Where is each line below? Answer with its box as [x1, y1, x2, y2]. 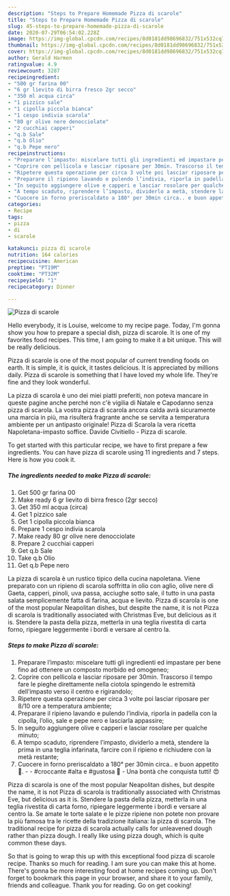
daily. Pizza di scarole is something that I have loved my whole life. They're [8, 371, 218, 379]
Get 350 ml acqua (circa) [17, 503, 88, 511]
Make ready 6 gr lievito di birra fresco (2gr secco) [17, 496, 158, 504]
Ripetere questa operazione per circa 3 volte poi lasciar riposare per [17, 695, 210, 703]
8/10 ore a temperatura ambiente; [17, 702, 112, 711]
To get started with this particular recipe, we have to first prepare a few [8, 441, 208, 449]
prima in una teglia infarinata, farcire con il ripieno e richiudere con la [17, 745, 212, 754]
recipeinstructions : [8, 150, 67, 157]
